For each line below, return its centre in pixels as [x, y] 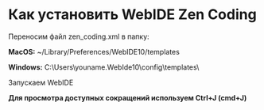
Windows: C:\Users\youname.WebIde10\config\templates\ [104, 67]
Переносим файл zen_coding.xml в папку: [79, 36]
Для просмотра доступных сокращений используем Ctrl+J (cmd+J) [128, 97]
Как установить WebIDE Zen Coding [132, 15]
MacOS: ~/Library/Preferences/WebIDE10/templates [94, 51]
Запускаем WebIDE [41, 82]
